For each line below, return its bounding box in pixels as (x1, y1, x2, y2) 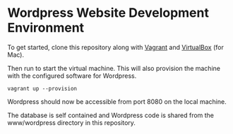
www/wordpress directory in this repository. (7, 118, 136, 127)
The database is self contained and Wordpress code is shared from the (7, 111, 214, 119)
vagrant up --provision (7, 85, 78, 92)
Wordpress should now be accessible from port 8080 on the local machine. (7, 97, 227, 106)
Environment (7, 20, 85, 36)
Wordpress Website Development (7, 5, 210, 21)
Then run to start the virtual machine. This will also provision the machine (7, 64, 221, 72)
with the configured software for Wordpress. (7, 72, 137, 80)
